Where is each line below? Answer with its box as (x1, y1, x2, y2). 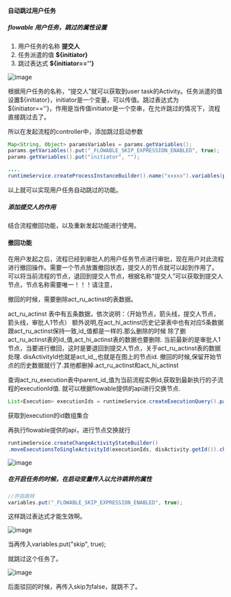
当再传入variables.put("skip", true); (8, 540, 106, 548)
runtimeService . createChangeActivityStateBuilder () (8, 439, 158, 446)
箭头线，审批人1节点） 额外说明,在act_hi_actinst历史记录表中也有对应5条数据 (8, 318, 224, 327)
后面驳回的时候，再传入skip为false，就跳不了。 (8, 583, 141, 591)
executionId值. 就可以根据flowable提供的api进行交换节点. (19, 384, 181, 393)
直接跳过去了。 (8, 113, 50, 121)
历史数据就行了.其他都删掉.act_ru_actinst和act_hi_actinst (19, 361, 179, 370)
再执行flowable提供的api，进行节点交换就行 (8, 425, 131, 434)
